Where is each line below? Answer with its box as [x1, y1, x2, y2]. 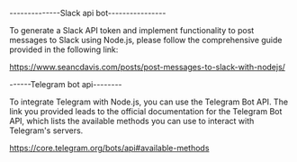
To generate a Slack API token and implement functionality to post [9, 25, 255, 35]
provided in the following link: [9, 44, 119, 55]
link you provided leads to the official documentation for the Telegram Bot [9, 106, 283, 116]
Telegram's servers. [9, 125, 84, 136]
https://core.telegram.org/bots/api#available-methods [9, 143, 210, 153]
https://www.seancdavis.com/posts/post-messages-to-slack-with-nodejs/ [9, 62, 286, 72]
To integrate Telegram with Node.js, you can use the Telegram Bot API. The [9, 96, 289, 107]
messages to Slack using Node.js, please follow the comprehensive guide [9, 35, 283, 45]
